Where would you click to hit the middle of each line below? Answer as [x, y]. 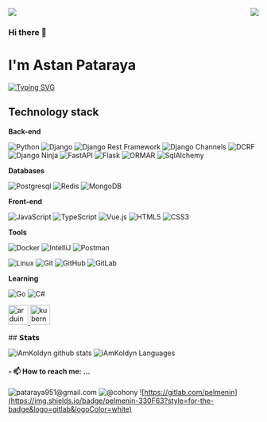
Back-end [25, 131]
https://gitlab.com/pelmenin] [191, 392]
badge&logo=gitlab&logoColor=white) [70, 408]
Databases [27, 170]
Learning [23, 278]
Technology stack [54, 112]
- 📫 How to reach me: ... [49, 372]
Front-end [25, 201]
